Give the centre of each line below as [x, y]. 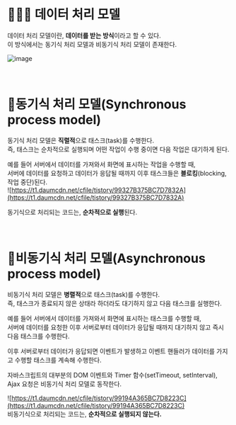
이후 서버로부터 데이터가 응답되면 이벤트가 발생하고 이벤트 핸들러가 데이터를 [111, 351]
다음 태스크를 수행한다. [39, 336]
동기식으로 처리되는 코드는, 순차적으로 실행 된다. [72, 212]
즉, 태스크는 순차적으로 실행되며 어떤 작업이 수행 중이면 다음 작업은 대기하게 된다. [118, 149]
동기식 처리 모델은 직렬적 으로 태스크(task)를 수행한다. [81, 140]
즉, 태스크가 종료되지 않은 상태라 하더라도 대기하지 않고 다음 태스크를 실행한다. [115, 303]
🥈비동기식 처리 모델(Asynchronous [107, 259]
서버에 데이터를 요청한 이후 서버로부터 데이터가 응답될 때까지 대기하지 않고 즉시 [116, 327]
